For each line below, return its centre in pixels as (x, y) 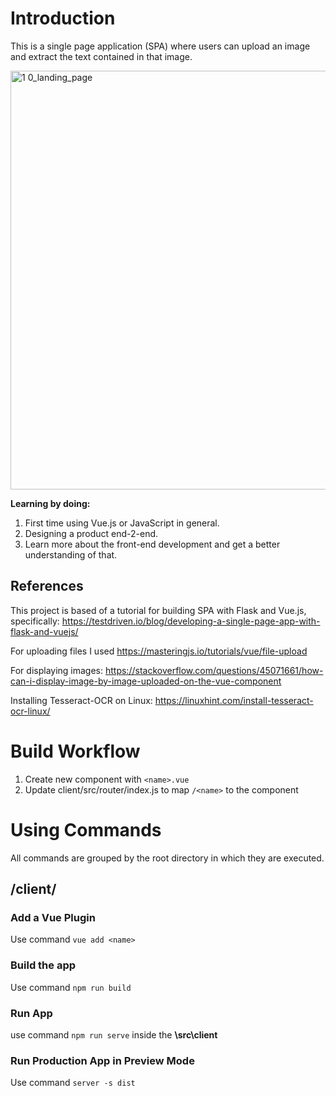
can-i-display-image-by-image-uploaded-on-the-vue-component (146, 681)
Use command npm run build (71, 987)
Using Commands (86, 829)
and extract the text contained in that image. (101, 56)
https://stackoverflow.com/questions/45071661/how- (214, 670)
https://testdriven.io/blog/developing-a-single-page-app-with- (191, 621)
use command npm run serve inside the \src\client (114, 1034)
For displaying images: (57, 670)
